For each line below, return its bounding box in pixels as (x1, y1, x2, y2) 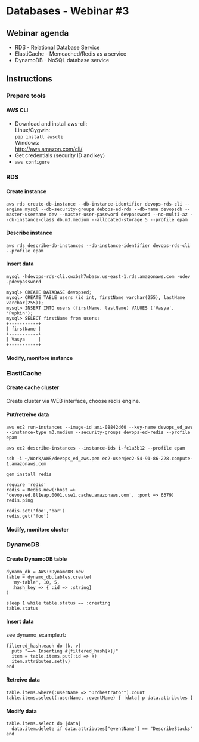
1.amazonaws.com (6, 460, 46, 467)
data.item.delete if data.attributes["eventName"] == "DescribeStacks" (11, 726, 194, 732)
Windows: (14, 139, 40, 146)
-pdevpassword (6, 279, 42, 285)
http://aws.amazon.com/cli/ (14, 145, 83, 152)
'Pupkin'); (6, 310, 33, 316)
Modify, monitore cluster (6, 526, 69, 533)
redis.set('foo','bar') (6, 508, 66, 514)
